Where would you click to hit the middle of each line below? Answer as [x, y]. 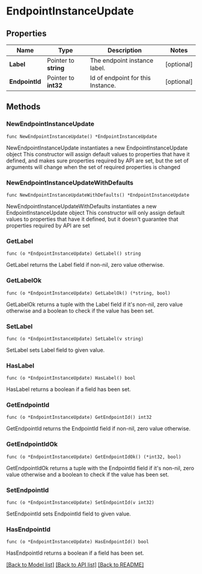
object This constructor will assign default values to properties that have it [98, 154]
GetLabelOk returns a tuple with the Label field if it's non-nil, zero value [95, 304]
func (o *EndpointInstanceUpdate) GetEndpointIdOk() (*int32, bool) [94, 457]
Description [125, 50]
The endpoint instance [122, 60]
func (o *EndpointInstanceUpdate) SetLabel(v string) [75, 339]
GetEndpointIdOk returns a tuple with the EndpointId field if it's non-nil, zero [100, 468]
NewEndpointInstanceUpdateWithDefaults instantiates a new [81, 206]
